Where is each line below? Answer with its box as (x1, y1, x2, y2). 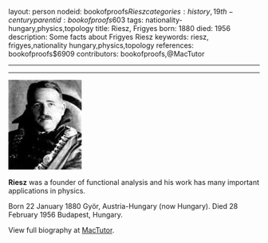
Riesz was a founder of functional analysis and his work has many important (8, 178, 260, 186)
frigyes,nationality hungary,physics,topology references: (8, 41, 194, 50)
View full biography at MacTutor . (8, 225, 115, 234)
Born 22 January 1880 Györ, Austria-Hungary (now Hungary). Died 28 (8, 202, 238, 210)
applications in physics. (8, 186, 86, 195)
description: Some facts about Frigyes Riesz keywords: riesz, (8, 32, 209, 41)
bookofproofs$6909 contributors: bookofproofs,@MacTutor (8, 49, 205, 58)
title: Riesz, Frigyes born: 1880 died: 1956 (95, 24, 231, 33)
